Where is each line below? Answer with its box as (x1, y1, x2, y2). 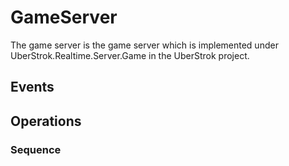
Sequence (10, 142, 62, 156)
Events (10, 79, 55, 96)
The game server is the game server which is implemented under (10, 39, 279, 51)
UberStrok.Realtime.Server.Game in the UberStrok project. (10, 49, 250, 61)
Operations (10, 112, 82, 130)
